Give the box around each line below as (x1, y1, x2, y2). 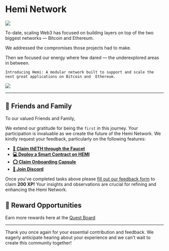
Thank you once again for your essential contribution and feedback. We (5, 229, 154, 235)
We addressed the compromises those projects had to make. (5, 44, 132, 51)
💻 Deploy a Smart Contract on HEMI (12, 151, 90, 157)
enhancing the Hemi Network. (5, 186, 67, 193)
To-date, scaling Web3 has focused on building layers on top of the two (5, 29, 154, 36)
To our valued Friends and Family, (5, 115, 75, 121)
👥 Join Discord (12, 166, 44, 172)
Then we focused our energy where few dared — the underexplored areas (5, 54, 159, 60)
